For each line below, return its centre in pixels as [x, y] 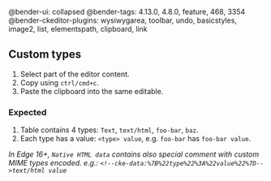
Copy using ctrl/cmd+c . [60, 82]
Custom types [45, 55]
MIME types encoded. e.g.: [54, 163]
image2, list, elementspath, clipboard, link [78, 29]
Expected [28, 112]
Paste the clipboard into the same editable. [92, 91]
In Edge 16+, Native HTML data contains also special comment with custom [134, 154]
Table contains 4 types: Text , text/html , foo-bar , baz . [109, 130]
